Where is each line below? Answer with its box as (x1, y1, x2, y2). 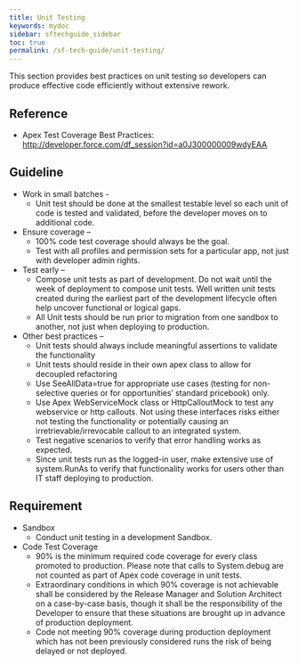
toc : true (9, 37, 46, 47)
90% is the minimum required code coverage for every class (35, 550, 258, 562)
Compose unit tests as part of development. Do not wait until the (35, 274, 272, 284)
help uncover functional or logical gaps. (35, 302, 181, 313)
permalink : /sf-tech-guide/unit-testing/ (9, 46, 165, 55)
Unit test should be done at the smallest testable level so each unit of (35, 198, 289, 209)
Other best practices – (21, 331, 104, 341)
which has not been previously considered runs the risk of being (35, 636, 272, 646)
